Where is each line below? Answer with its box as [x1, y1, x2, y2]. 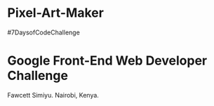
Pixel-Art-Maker [7, 5, 104, 21]
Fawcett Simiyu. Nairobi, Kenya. [7, 91, 100, 99]
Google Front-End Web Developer [7, 53, 208, 69]
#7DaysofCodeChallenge [7, 28, 81, 37]
